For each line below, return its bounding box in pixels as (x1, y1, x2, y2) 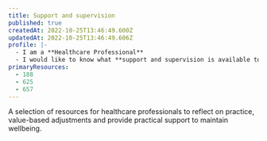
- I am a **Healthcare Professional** (15, 48, 145, 56)
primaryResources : (8, 63, 69, 71)
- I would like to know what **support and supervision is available (15, 56, 250, 64)
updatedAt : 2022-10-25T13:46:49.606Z (8, 33, 133, 42)
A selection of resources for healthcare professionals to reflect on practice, (8, 107, 255, 116)
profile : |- (8, 41, 48, 49)
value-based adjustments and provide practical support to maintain (8, 116, 229, 125)
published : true (8, 19, 62, 27)
